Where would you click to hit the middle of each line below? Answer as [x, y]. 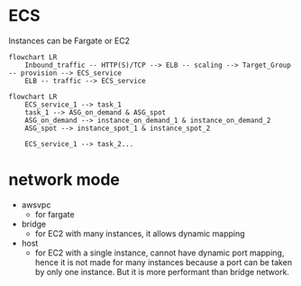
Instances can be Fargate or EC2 [69, 41]
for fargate [55, 214]
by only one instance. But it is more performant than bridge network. [162, 272]
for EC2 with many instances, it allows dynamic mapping [140, 233]
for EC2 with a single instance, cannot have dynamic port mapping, [160, 253]
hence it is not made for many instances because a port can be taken [164, 262]
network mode [64, 180]
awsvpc [36, 205]
